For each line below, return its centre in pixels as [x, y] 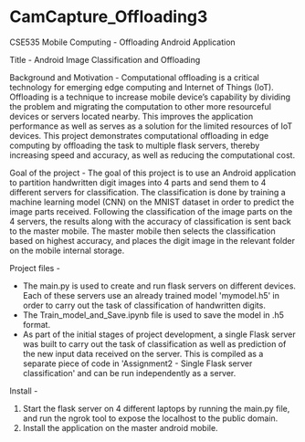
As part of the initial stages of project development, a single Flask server [159, 334]
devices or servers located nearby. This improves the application [131, 116]
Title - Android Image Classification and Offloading [105, 59]
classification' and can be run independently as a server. [129, 373]
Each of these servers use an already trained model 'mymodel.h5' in [151, 295]
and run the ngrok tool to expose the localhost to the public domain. [150, 418]
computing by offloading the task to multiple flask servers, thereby [135, 145]
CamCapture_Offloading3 [109, 17]
